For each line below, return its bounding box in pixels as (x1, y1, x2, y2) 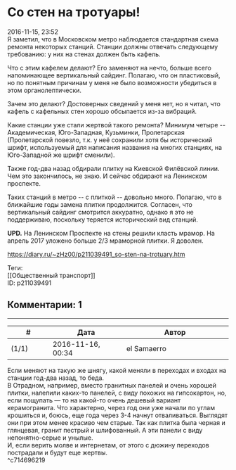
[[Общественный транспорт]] (7, 271, 96, 279)
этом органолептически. (7, 86, 82, 94)
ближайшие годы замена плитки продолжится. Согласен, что (7, 200, 193, 208)
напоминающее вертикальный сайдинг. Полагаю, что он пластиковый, (7, 71, 221, 80)
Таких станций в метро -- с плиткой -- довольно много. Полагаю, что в (7, 193, 223, 201)
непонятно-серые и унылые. (7, 433, 93, 442)
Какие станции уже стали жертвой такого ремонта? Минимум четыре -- (7, 120, 226, 129)
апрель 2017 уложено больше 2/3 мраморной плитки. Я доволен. (7, 236, 204, 245)
